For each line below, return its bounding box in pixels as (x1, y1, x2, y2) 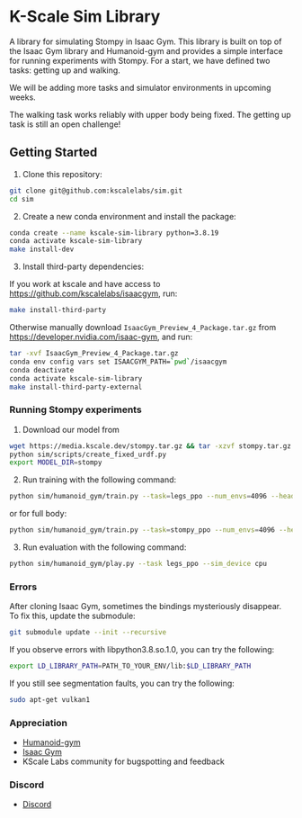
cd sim (9, 194, 34, 203)
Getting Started (9, 145, 98, 160)
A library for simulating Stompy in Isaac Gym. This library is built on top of (9, 36, 282, 47)
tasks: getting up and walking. (9, 65, 121, 76)
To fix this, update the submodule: (9, 610, 137, 622)
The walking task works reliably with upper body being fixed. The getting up (9, 109, 292, 120)
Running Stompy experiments (9, 403, 142, 416)
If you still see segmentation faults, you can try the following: (9, 678, 235, 688)
